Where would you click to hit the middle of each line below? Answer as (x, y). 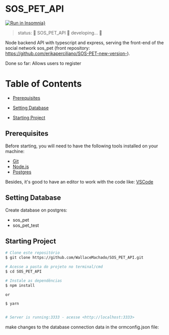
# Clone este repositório (32, 253)
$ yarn (12, 304)
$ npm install (20, 285)
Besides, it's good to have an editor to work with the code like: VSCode (79, 181)
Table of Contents (44, 84)
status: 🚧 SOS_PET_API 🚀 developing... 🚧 (60, 33)
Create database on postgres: (36, 210)
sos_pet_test (26, 225)
